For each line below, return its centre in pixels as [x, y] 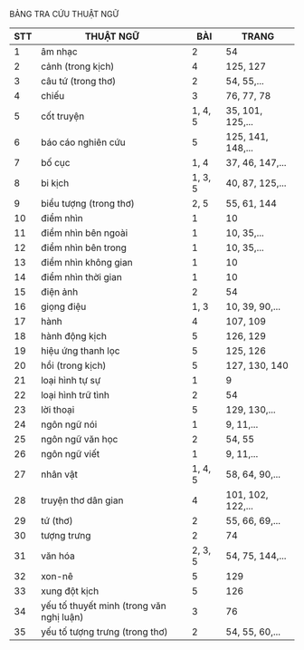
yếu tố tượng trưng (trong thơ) [104, 632]
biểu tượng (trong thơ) [88, 204]
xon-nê [57, 576]
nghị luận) [62, 617]
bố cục [55, 163]
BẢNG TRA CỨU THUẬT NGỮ [64, 14]
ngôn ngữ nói [69, 424]
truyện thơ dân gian [82, 500]
